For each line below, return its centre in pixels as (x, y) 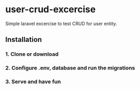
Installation (24, 40)
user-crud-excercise (51, 9)
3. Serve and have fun (33, 82)
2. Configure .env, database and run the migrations (70, 68)
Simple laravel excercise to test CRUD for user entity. (61, 24)
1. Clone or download (32, 54)
